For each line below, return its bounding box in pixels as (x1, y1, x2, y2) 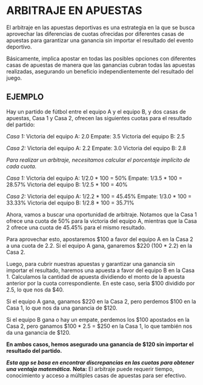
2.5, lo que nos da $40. (6, 286, 64, 293)
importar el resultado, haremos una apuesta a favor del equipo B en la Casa (6, 267, 195, 274)
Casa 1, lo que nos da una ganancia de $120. (6, 304, 118, 312)
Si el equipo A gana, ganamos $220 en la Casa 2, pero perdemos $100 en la (6, 298, 196, 305)
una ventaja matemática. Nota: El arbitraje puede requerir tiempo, (6, 365, 175, 372)
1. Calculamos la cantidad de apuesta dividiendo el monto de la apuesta (6, 273, 185, 280)
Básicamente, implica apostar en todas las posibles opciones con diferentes (6, 55, 196, 62)
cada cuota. (6, 162, 37, 170)
